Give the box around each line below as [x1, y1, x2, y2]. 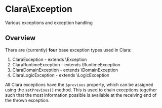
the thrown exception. [5, 97, 50, 103]
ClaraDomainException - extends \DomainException [12, 67, 119, 73]
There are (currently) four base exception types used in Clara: [5, 47, 132, 53]
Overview [5, 34, 36, 42]
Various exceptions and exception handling [5, 20, 93, 26]
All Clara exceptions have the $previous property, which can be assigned [5, 81, 154, 87]
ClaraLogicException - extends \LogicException [12, 72, 110, 78]
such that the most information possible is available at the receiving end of [5, 92, 157, 98]
